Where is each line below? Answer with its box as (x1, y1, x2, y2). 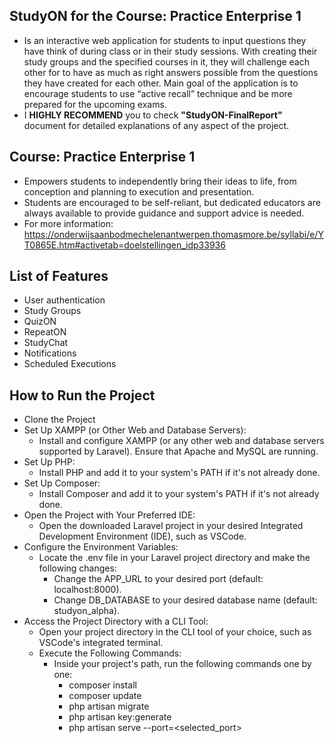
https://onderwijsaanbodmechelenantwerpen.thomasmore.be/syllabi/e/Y (23, 228, 324, 240)
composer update (68, 690, 142, 702)
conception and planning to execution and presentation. (23, 185, 255, 198)
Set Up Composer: (23, 477, 101, 489)
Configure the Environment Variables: (23, 541, 179, 553)
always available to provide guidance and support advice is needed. (23, 207, 305, 219)
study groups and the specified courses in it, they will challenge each (23, 55, 310, 68)
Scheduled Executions (23, 358, 117, 370)
